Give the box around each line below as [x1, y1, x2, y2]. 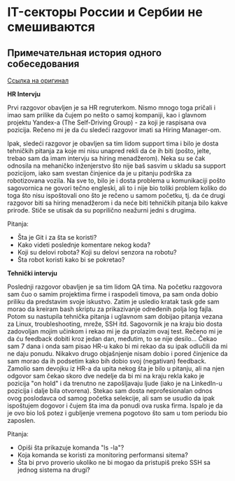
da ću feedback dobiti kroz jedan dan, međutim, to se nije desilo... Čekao [7, 335, 218, 343]
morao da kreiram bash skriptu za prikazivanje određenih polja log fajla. [7, 305, 213, 313]
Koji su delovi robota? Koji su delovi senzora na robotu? [17, 248, 177, 256]
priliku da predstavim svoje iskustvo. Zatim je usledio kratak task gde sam [7, 298, 220, 306]
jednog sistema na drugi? [17, 466, 91, 474]
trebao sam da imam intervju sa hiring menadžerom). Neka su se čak [7, 155, 206, 162]
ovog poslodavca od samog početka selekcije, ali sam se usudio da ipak [7, 394, 215, 402]
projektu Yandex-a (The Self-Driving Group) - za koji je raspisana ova [7, 118, 206, 127]
